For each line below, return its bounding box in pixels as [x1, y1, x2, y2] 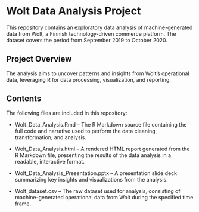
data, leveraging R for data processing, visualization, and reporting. [6, 76, 172, 83]
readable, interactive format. [14, 158, 85, 165]
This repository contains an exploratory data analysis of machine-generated [6, 24, 193, 31]
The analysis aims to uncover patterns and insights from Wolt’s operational [6, 70, 189, 77]
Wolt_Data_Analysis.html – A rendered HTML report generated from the [14, 145, 190, 152]
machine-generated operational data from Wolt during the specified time [14, 193, 194, 201]
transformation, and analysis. [14, 133, 86, 141]
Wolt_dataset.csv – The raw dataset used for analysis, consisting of [14, 187, 181, 195]
